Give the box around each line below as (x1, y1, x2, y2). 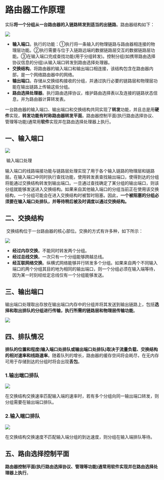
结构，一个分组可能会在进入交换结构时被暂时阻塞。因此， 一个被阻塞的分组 (5, 192, 155, 198)
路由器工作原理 (5, 4, 65, 16)
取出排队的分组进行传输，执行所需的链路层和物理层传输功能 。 (13, 307, 138, 313)
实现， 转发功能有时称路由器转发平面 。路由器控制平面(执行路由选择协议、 (9, 112, 157, 118)
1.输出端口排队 (5, 372, 39, 379)
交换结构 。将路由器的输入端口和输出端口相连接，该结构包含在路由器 (12, 65, 149, 71)
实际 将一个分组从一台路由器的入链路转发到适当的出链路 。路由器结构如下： (5, 22, 155, 27)
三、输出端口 (5, 287, 44, 296)
